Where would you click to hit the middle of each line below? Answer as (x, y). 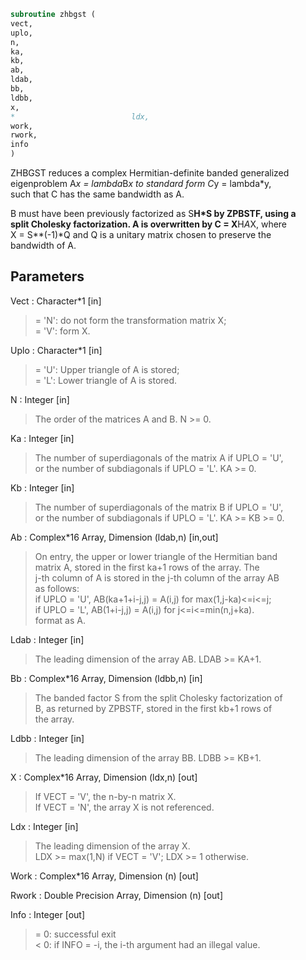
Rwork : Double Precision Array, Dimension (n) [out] (117, 895)
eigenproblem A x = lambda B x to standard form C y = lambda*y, (141, 183)
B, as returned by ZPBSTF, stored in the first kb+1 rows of (153, 708)
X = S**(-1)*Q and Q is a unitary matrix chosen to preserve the (141, 234)
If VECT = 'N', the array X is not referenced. (124, 807)
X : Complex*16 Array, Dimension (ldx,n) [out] (104, 777)
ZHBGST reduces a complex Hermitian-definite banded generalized (150, 173)
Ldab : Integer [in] (47, 639)
